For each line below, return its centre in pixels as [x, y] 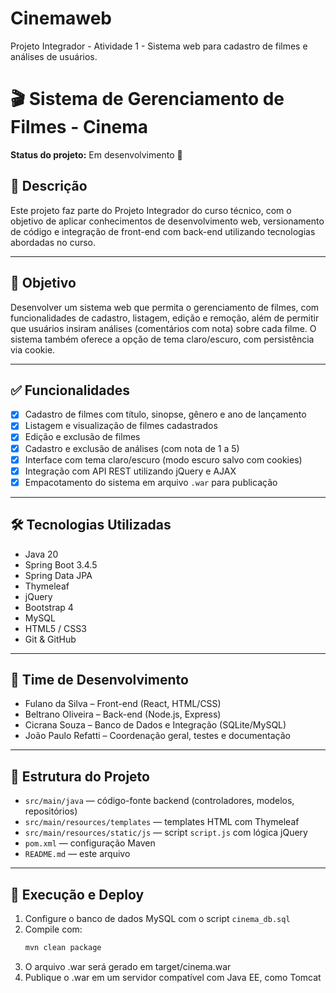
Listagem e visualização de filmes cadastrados [121, 426]
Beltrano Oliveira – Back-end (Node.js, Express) [123, 714]
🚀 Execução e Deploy [77, 894]
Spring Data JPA [58, 575]
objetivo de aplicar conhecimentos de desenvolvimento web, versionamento [167, 221]
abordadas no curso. [53, 242]
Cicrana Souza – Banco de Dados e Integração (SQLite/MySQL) [155, 725]
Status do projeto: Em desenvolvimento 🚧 [96, 154]
